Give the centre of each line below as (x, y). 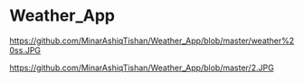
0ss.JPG (25, 50)
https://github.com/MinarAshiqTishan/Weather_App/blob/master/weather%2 (152, 41)
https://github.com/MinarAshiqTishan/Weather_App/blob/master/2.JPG (142, 68)
